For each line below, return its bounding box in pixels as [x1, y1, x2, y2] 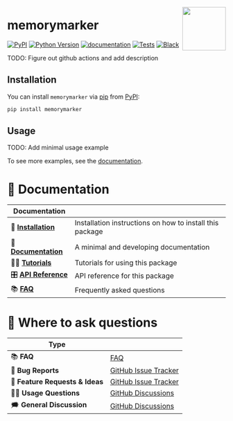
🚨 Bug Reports [10, 365, 60, 375]
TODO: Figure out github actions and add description [7, 53, 159, 62]
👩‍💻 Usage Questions [10, 388, 80, 398]
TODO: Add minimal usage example [7, 143, 109, 152]
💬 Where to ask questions [7, 315, 158, 330]
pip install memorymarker [7, 106, 82, 113]
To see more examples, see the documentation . [7, 157, 144, 165]
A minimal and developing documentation [74, 242, 210, 252]
